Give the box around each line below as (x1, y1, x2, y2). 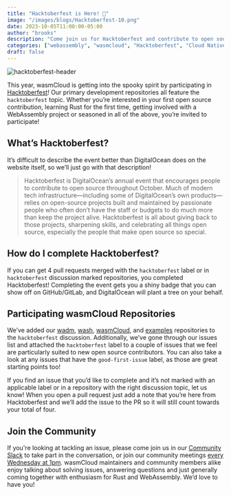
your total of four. (7, 405, 56, 414)
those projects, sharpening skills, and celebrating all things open (23, 220, 207, 228)
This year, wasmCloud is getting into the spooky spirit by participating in (7, 81, 212, 89)
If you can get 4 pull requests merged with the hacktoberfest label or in (7, 266, 210, 274)
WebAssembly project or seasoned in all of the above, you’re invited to (7, 110, 208, 118)
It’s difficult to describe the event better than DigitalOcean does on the (7, 156, 206, 164)
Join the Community (7, 425, 96, 437)
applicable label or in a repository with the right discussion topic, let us (7, 383, 208, 392)
